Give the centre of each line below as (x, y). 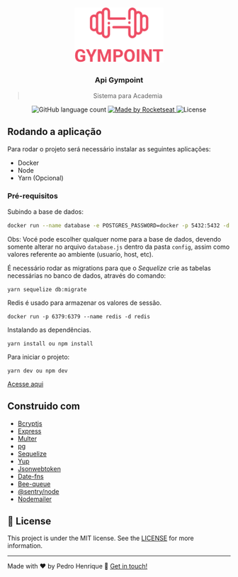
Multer (27, 438)
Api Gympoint (119, 80)
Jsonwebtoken (39, 468)
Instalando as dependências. (49, 330)
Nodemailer (34, 499)
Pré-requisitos (33, 196)
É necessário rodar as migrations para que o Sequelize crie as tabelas (109, 268)
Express (29, 431)
